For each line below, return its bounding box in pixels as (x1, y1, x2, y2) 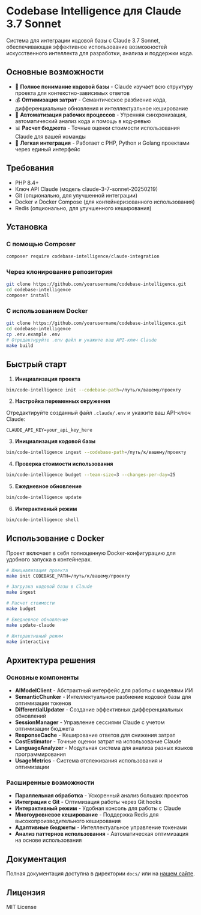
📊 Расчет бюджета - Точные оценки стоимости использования (14, 124, 180, 131)
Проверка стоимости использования (14, 461, 113, 468)
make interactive (6, 638, 50, 645)
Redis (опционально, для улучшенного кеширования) (14, 204, 152, 211)
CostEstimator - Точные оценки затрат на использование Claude (14, 738, 182, 745)
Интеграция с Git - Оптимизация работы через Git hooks (14, 799, 162, 806)
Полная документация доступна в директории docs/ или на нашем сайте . (6, 870, 195, 877)
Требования (6, 163, 54, 174)
